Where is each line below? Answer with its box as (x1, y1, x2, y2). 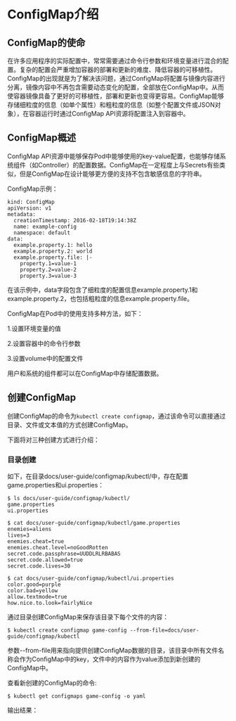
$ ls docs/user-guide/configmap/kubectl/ (7, 495, 131, 502)
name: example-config (13, 223, 77, 230)
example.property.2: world (13, 248, 93, 255)
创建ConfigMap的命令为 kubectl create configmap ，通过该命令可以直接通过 (7, 411, 226, 420)
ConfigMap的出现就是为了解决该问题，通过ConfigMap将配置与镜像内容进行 (7, 75, 226, 82)
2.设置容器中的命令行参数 (7, 339, 81, 347)
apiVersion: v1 (7, 205, 52, 212)
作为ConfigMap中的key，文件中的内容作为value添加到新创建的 (19, 655, 201, 663)
